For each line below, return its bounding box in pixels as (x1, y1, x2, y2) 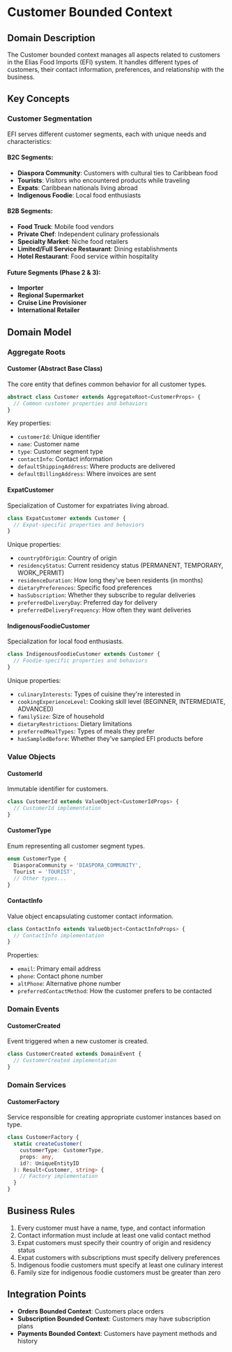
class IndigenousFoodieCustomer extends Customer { (7, 651, 160, 658)
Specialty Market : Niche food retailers (17, 237, 129, 246)
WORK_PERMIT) (17, 568, 65, 577)
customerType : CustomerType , (20, 1147, 105, 1154)
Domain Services (7, 1080, 66, 1089)
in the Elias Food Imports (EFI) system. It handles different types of (7, 58, 199, 66)
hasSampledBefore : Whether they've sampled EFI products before (17, 735, 203, 743)
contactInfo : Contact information (17, 455, 113, 463)
